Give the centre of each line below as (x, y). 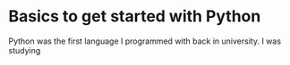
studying (25, 50)
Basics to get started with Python (135, 16)
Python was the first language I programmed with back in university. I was (145, 41)
